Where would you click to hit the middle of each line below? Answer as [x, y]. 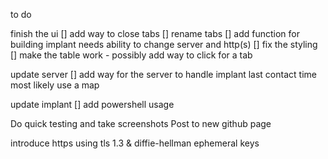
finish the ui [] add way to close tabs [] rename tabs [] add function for [155, 33]
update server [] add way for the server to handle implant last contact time [163, 74]
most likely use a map [55, 85]
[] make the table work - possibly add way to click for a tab [131, 55]
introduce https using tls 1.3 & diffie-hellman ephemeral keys [135, 143]
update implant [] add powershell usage [92, 104]
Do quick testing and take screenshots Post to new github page [141, 123]
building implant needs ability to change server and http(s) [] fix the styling [164, 44]
